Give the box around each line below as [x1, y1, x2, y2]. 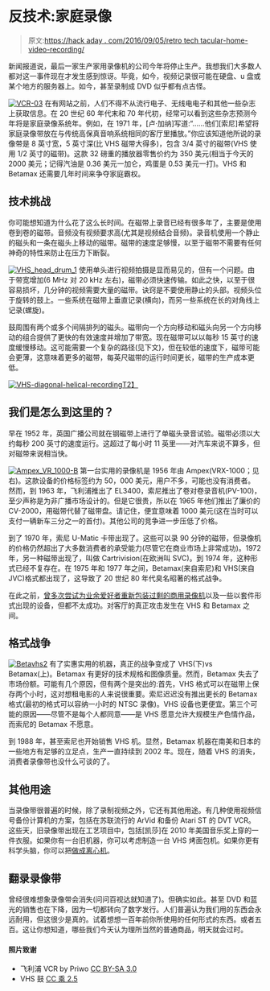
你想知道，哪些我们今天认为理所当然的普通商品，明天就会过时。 [35, 925, 247, 934]
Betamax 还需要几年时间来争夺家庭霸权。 [8, 168, 145, 178]
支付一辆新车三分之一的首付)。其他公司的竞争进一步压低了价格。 [8, 516, 223, 526]
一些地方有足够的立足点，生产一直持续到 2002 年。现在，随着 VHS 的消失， [8, 746, 260, 757]
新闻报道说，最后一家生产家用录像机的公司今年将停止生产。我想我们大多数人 [8, 61, 262, 71]
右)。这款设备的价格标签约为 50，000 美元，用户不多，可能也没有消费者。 [8, 476, 256, 485]
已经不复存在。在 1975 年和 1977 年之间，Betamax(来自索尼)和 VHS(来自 [14, 563, 256, 572]
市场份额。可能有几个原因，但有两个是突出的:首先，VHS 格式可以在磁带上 [8, 679, 253, 689]
